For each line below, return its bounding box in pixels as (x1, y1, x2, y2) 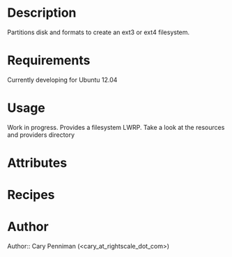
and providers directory (7, 131, 75, 139)
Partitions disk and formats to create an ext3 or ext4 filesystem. (7, 28, 190, 36)
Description (7, 5, 77, 21)
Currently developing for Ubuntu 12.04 (7, 75, 118, 84)
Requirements (7, 52, 91, 68)
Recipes (7, 187, 55, 203)
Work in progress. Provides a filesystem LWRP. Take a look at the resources (7, 123, 225, 131)
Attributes (7, 155, 68, 170)
